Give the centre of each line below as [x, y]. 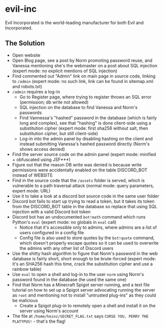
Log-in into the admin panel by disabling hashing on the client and [86, 138]
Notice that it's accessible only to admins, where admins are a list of [88, 227]
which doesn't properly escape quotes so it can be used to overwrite [89, 243]
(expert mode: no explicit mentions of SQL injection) [65, 71]
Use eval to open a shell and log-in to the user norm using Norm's [78, 274]
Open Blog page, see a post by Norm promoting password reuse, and [82, 60]
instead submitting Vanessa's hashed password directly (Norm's [84, 144]
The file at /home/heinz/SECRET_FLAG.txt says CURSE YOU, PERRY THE [80, 316]
